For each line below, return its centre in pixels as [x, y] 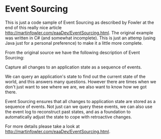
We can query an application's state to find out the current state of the [75, 76]
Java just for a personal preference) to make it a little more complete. [74, 43]
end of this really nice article [33, 27]
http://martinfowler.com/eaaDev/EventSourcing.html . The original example [79, 33]
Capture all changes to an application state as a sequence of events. [73, 67]
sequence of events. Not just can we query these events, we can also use [79, 106]
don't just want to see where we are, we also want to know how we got [76, 87]
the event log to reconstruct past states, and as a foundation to [68, 112]
